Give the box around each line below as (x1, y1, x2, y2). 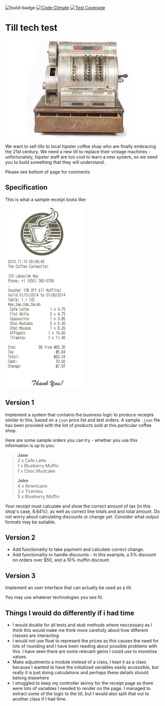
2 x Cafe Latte (17, 457, 46, 463)
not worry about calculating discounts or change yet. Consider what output (5, 513, 159, 519)
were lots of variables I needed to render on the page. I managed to (12, 686, 151, 691)
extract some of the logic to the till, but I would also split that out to (12, 691, 149, 697)
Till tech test (5, 22, 58, 33)
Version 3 (5, 571, 36, 580)
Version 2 (5, 533, 36, 542)
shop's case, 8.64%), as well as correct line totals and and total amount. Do (5, 508, 160, 514)
